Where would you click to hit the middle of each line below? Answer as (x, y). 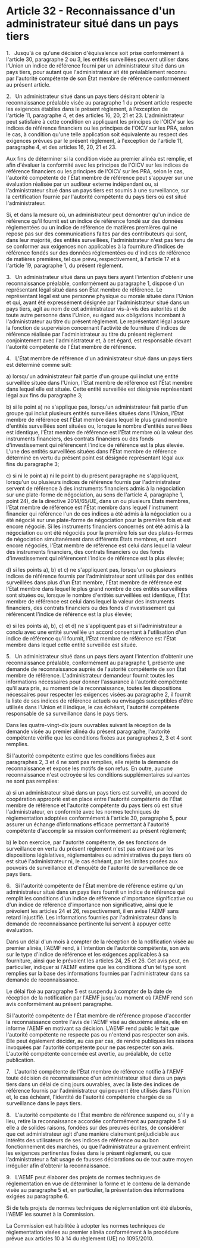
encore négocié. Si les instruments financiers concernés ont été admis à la (98, 526)
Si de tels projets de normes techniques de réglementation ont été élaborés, (99, 1207)
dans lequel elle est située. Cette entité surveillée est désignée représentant (99, 389)
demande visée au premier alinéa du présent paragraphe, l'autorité (88, 731)
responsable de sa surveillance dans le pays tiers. (68, 713)
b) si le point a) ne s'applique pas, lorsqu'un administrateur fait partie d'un (97, 407)
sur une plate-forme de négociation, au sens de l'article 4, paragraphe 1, (95, 495)
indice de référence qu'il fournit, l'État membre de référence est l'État (91, 638)
